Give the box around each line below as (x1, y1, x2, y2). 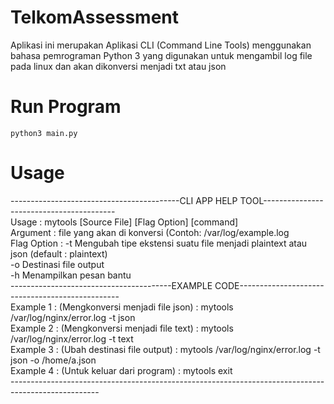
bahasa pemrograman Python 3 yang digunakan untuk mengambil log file (10, 49, 313, 61)
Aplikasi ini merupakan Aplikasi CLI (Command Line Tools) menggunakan (10, 39, 312, 51)
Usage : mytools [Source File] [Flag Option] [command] (10, 216, 239, 228)
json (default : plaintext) (10, 247, 108, 260)
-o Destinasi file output (10, 258, 105, 270)
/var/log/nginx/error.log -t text (10, 332, 134, 345)
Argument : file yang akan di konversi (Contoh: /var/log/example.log (10, 226, 290, 238)
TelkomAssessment (10, 6, 180, 29)
